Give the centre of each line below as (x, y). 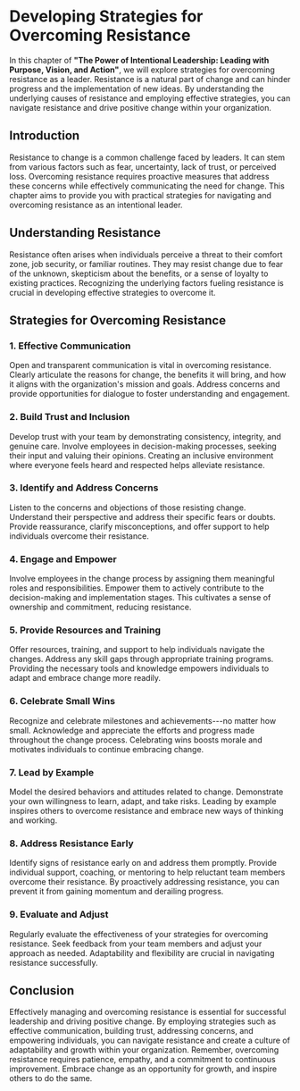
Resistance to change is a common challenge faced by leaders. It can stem (147, 157)
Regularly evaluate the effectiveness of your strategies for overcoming (139, 934)
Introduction (45, 136)
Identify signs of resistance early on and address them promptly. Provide (143, 863)
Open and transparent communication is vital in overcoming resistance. (141, 365)
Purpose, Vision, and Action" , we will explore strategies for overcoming (142, 70)
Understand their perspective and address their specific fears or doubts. (142, 516)
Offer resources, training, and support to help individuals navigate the (137, 650)
